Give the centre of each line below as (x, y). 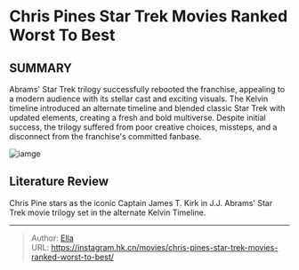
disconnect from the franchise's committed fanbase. (105, 136)
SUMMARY (41, 68)
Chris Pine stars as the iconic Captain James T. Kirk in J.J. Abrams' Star (141, 202)
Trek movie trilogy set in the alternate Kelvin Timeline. (108, 212)
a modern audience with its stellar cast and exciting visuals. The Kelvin (139, 99)
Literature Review (59, 182)
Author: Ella (52, 238)
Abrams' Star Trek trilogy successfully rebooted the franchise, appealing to (147, 89)
